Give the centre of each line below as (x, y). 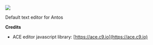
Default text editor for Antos (34, 17)
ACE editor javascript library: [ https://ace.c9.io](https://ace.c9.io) (80, 37)
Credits (13, 27)
